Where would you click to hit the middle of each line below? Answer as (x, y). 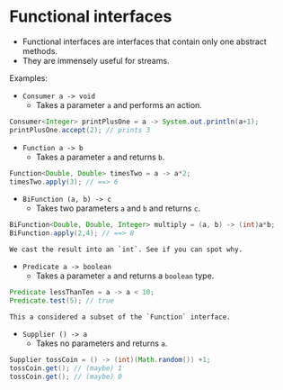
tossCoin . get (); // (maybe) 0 (66, 376)
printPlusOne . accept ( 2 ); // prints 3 (80, 130)
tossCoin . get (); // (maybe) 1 (66, 368)
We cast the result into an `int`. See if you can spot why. (126, 249)
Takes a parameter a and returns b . (100, 157)
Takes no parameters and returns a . (102, 343)
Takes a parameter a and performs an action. (119, 104)
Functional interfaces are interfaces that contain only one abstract (144, 41)
